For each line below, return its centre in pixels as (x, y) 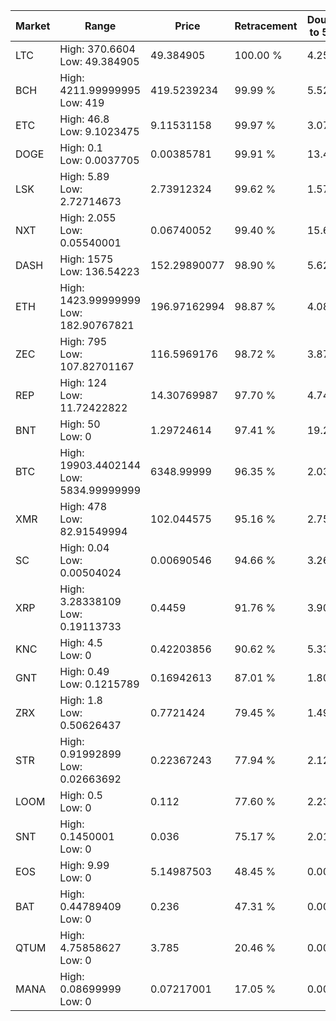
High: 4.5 (81, 642)
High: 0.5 (81, 795)
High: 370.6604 (97, 49)
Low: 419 (82, 102)
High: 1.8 (81, 700)
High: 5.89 (84, 176)
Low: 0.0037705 (99, 160)
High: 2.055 (88, 217)
